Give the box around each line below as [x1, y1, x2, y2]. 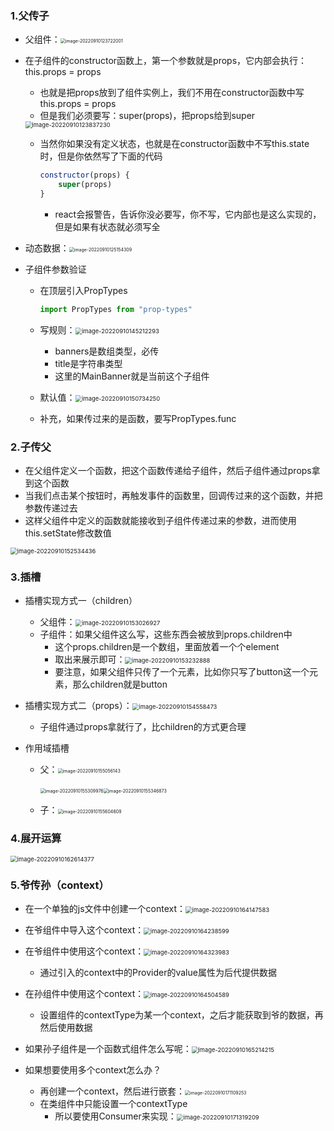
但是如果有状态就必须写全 [54, 220, 161, 232]
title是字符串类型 [54, 357, 123, 369]
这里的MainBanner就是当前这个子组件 [54, 370, 210, 382]
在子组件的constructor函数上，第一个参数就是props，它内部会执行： [24, 55, 308, 67]
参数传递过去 [24, 502, 78, 514]
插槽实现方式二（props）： [24, 700, 133, 712]
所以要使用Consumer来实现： [54, 1110, 177, 1122]
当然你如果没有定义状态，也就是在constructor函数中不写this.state [39, 138, 310, 150]
